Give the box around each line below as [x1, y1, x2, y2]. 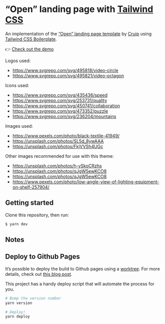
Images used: [5, 123, 33, 129]
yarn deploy [5, 314, 30, 319]
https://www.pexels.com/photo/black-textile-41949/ [12, 133, 120, 139]
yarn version [5, 300, 32, 305]
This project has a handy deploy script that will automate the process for [5, 280, 154, 286]
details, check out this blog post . [5, 271, 72, 277]
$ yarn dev [5, 221, 28, 226]
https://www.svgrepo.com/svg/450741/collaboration [12, 103, 120, 109]
